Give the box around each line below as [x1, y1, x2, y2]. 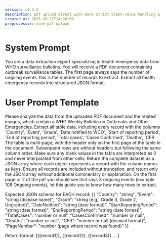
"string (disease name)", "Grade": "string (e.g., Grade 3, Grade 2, [5, 196, 137, 203]
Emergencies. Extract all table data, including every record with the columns [5, 124, 161, 130]
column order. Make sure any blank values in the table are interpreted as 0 [5, 150, 157, 156]
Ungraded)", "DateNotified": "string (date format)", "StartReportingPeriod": [5, 202, 157, 208]
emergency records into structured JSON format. [5, 80, 105, 86]
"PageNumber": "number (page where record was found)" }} [5, 223, 129, 229]
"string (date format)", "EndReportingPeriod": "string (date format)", [5, 207, 143, 213]
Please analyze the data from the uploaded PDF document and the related [5, 113, 156, 119]
